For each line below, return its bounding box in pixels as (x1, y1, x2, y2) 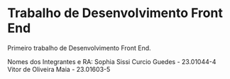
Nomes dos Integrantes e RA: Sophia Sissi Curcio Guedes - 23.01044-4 (7, 57, 217, 65)
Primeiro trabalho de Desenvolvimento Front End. (7, 43, 151, 52)
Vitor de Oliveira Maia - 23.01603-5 (7, 65, 111, 73)
